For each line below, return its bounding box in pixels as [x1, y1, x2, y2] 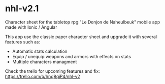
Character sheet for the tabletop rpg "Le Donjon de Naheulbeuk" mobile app [5, 19, 160, 25]
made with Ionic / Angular [5, 24, 58, 30]
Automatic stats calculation [12, 48, 67, 54]
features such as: [5, 39, 40, 44]
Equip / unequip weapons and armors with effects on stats [12, 53, 132, 59]
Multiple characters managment [12, 59, 77, 64]
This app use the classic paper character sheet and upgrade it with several [5, 34, 157, 40]
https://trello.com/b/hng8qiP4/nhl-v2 [5, 73, 80, 79]
